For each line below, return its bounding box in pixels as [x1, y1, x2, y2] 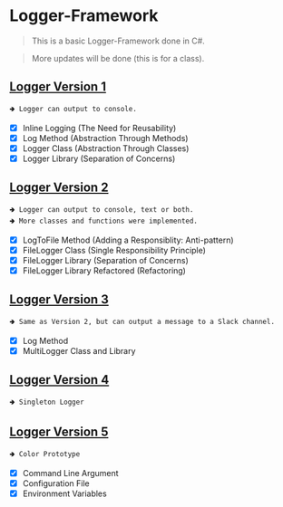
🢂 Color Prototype [9, 449, 81, 458]
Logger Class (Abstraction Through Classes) [22, 142, 190, 154]
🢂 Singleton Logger [9, 397, 84, 407]
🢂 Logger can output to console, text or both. [9, 205, 194, 214]
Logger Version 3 [9, 292, 109, 308]
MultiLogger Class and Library [22, 345, 136, 356]
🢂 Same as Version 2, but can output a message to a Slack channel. [9, 317, 275, 326]
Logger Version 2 [9, 180, 109, 196]
